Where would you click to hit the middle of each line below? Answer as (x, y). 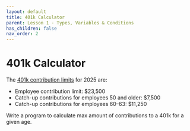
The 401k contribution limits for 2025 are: (57, 80)
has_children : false (32, 28)
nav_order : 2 (22, 34)
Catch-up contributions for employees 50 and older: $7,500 (88, 98)
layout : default (26, 12)
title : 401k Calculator (36, 17)
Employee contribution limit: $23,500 (60, 91)
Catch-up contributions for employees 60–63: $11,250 (81, 104)
